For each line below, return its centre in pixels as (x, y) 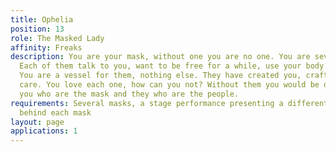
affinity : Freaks (46, 47)
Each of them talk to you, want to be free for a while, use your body (172, 66)
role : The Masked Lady (57, 38)
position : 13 (37, 29)
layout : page (37, 122)
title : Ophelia (42, 19)
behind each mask (55, 112)
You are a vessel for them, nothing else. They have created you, (160, 76)
